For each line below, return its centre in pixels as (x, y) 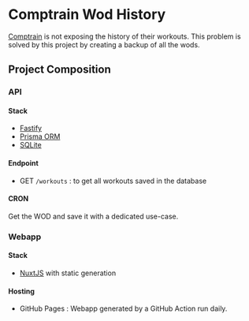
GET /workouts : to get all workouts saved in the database (113, 181)
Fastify (30, 129)
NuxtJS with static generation (68, 273)
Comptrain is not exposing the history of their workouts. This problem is (125, 36)
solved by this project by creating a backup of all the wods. (104, 44)
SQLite (30, 145)
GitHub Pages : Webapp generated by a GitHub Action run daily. (123, 308)
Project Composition (60, 70)
